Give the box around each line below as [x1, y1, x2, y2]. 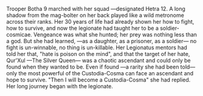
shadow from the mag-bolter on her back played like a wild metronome [6, 12, 184, 19]
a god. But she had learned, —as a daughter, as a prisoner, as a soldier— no [6, 38, 197, 44]
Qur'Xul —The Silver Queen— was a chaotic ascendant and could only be [6, 57, 191, 64]
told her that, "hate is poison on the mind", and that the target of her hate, [6, 50, 190, 57]
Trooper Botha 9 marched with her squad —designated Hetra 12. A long [6, 5, 185, 12]
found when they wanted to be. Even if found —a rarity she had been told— [6, 63, 196, 70]
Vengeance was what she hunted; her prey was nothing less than [33, 31, 198, 38]
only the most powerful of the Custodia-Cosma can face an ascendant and [6, 70, 194, 77]
